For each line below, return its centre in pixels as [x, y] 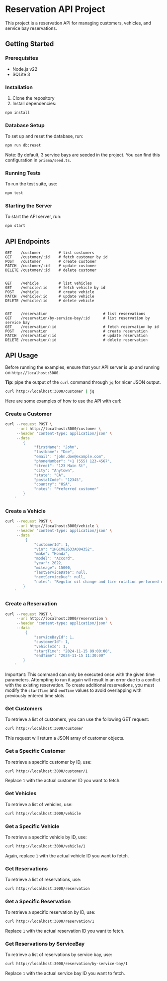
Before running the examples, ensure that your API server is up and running [83, 367]
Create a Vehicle [25, 511]
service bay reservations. [31, 28]
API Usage [22, 355]
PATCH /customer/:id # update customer [51, 266]
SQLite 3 [21, 74]
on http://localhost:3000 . [32, 372]
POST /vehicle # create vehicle [50, 292]
